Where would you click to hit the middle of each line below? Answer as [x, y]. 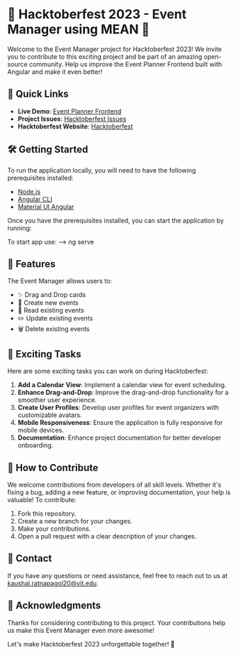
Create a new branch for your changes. [75, 521]
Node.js [29, 191]
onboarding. [35, 445]
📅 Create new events [48, 303]
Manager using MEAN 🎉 [79, 29]
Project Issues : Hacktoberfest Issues [72, 119]
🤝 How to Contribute [53, 468]
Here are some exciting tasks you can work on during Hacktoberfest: [108, 371]
